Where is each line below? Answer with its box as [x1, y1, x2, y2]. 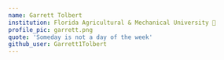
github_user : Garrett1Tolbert [8, 41, 108, 48]
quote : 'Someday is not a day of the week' [8, 33, 153, 41]
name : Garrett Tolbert [8, 11, 83, 19]
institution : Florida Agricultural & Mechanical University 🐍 [8, 19, 216, 26]
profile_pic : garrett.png [8, 26, 93, 34]
